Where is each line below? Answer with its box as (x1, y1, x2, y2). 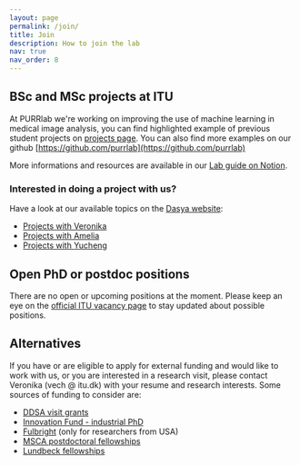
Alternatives (9, 336, 82, 351)
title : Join (9, 30, 55, 39)
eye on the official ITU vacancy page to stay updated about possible (9, 300, 265, 311)
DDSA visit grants (22, 406, 89, 418)
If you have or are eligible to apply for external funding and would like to (9, 360, 279, 371)
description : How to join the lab (9, 38, 141, 48)
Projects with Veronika (22, 221, 107, 232)
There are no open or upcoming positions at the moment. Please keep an (9, 290, 284, 301)
